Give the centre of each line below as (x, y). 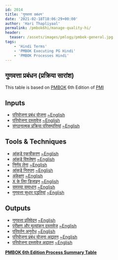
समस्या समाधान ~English (34, 187)
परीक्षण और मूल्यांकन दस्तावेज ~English (44, 225)
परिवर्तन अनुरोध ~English (34, 231)
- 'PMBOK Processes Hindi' (42, 56)
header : (13, 33)
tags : (11, 42)
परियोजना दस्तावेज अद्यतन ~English (42, 242)
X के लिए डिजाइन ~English (35, 181)
